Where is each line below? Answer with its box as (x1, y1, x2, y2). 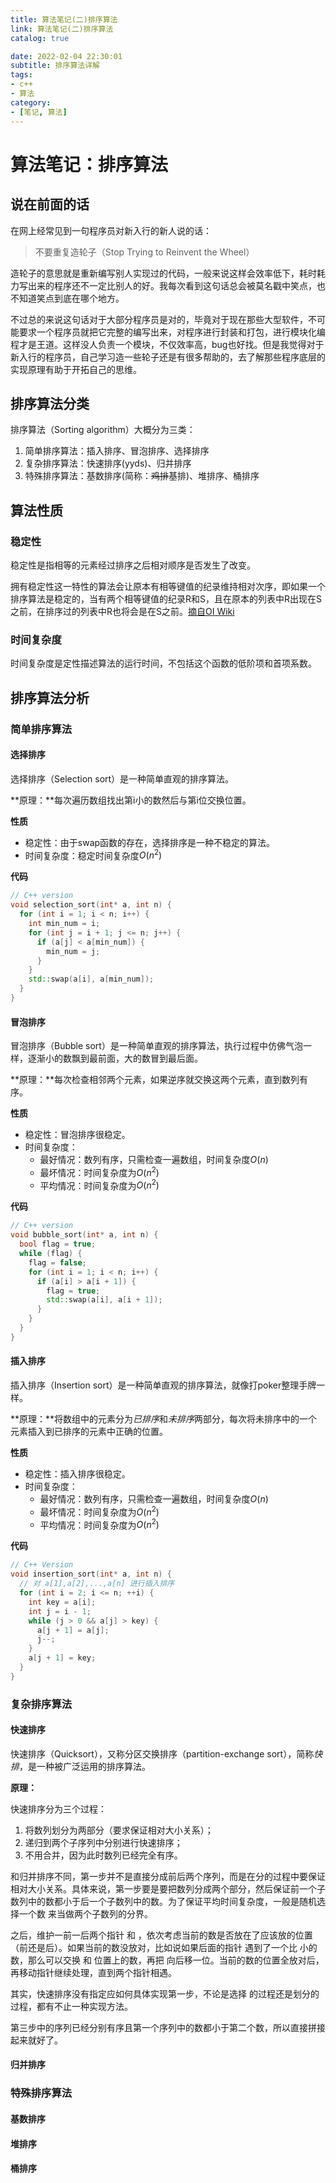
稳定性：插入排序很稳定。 (24, 1468, 131, 1480)
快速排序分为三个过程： (10, 1802, 107, 1815)
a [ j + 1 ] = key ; (28, 1653, 97, 1663)
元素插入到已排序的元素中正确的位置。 (10, 1426, 168, 1438)
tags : (10, 70, 33, 80)
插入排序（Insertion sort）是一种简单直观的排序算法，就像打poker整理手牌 (10, 1379, 317, 1391)
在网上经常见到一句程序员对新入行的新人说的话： (10, 224, 212, 236)
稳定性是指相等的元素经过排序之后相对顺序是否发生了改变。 (10, 559, 256, 571)
